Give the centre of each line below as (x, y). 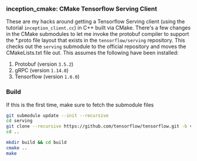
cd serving (19, 121)
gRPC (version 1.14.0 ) (42, 71)
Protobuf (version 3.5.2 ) (44, 64)
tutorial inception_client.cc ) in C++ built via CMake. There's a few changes (98, 28)
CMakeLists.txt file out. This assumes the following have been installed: (92, 53)
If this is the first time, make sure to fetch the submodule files (80, 105)
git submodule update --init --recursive (57, 115)
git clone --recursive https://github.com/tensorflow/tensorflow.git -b (97, 126)
